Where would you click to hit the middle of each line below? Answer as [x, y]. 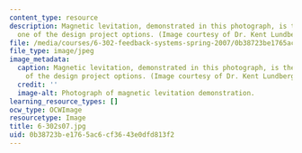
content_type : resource [54, 18]
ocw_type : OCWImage [46, 110]
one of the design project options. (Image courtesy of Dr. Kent [142, 34]
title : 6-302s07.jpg [48, 127]
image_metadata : [40, 59]
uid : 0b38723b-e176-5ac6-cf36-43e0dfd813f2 [92, 135]
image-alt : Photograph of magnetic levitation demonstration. [136, 93]
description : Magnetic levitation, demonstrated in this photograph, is [148, 26]
